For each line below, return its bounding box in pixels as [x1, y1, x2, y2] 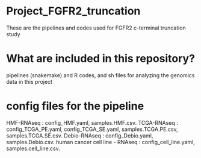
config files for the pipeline [6, 100, 144, 113]
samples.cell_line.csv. [6, 145, 60, 152]
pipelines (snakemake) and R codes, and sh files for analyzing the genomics [6, 71, 195, 79]
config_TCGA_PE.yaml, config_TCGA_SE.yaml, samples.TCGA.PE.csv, [6, 125, 179, 133]
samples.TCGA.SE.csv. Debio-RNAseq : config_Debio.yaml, [6, 131, 153, 139]
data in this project [6, 78, 53, 85]
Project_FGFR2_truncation [6, 4, 141, 18]
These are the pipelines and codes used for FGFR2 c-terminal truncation [6, 24, 187, 31]
